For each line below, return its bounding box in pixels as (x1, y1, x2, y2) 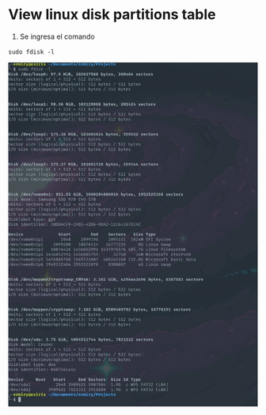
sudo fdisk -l (8, 48, 55, 56)
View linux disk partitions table (8, 6, 216, 24)
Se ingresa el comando (19, 32, 95, 41)
